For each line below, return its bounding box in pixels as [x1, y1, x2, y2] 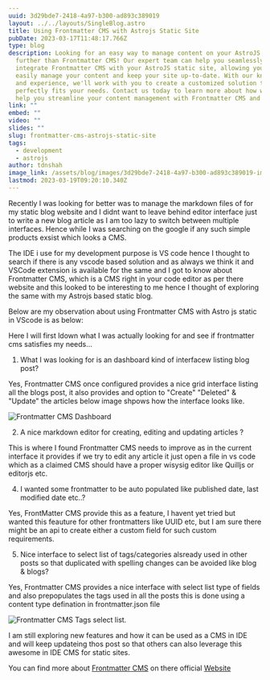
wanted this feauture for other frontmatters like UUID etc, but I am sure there [8, 517, 262, 526]
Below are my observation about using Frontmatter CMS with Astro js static [8, 307, 257, 316]
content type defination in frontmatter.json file [8, 599, 161, 608]
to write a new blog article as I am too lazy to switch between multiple [8, 215, 239, 225]
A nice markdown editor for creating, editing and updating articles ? [19, 427, 243, 437]
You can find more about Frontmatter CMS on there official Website [8, 663, 231, 673]
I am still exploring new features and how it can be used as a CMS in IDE [8, 630, 247, 640]
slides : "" [8, 124, 45, 132]
